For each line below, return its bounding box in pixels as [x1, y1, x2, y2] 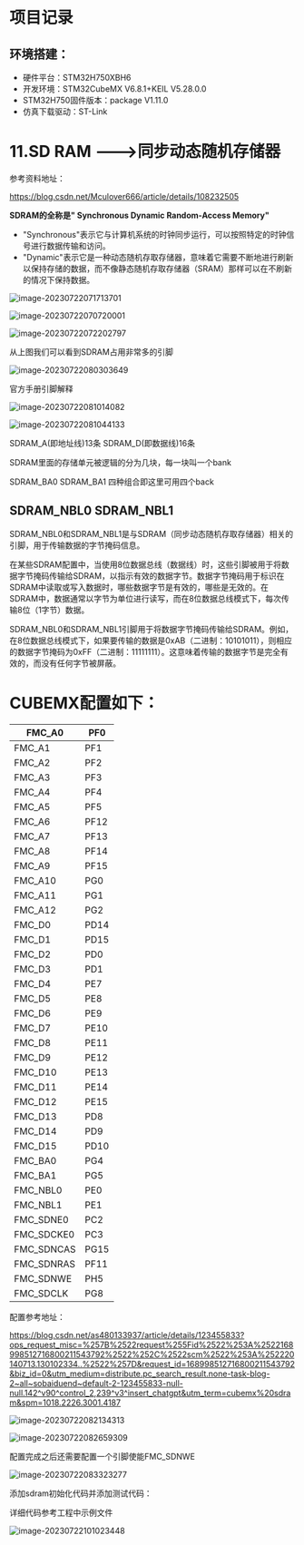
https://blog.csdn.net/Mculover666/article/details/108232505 [9, 191, 240, 201]
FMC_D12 [14, 1095, 57, 1108]
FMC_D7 [14, 1022, 52, 1034]
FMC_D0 [14, 918, 52, 931]
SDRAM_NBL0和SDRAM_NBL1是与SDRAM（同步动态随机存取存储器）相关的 [9, 528, 294, 539]
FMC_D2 [14, 948, 52, 961]
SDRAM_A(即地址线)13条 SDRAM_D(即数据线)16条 [9, 437, 195, 448]
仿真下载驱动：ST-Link [22, 106, 108, 117]
